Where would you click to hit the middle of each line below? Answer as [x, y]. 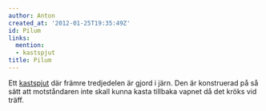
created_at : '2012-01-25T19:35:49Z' [69, 23]
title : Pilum [30, 61]
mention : [30, 46]
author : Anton [32, 16]
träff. [16, 100]
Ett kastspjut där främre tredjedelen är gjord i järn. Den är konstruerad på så [133, 83]
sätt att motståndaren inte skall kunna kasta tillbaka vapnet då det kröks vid [133, 91]
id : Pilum [25, 30]
